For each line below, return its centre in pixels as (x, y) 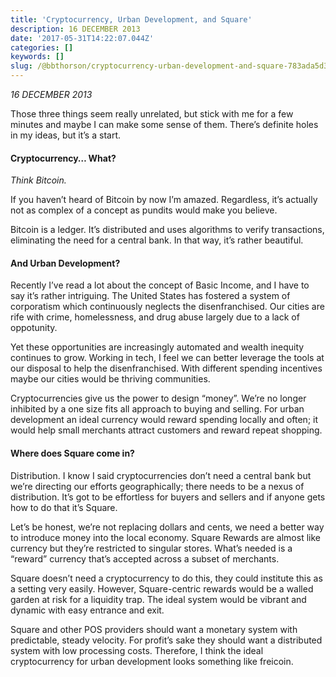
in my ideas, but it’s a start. (65, 135)
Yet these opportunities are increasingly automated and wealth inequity (157, 347)
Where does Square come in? (72, 453)
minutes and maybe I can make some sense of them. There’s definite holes (164, 124)
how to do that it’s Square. (64, 507)
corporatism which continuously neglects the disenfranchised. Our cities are (167, 307)
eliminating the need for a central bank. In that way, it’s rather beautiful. (157, 240)
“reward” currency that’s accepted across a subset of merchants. (145, 558)
